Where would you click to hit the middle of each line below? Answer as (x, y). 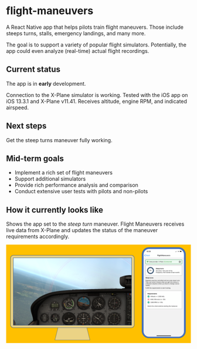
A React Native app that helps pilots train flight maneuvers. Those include (95, 27)
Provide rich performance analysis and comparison (77, 185)
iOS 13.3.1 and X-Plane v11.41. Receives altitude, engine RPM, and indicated (97, 101)
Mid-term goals (35, 158)
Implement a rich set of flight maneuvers (64, 173)
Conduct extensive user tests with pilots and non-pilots (81, 192)
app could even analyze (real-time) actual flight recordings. (78, 51)
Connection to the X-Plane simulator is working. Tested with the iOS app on (97, 95)
